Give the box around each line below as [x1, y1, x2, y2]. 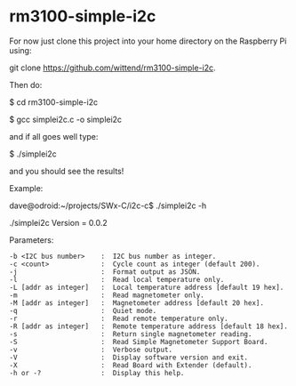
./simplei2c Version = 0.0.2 [9, 217, 108, 228]
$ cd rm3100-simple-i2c [9, 96, 99, 108]
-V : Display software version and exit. [9, 353, 249, 362]
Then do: [9, 79, 43, 90]
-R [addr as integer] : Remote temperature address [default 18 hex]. [9, 322, 289, 331]
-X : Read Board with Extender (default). [9, 360, 252, 370]
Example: [9, 182, 44, 193]
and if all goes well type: [9, 131, 99, 141]
